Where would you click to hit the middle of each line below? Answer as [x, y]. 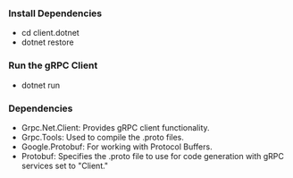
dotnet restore [47, 42]
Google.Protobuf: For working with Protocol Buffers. [117, 147]
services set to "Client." [65, 165]
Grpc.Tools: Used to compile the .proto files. [103, 137]
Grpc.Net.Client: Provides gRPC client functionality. [116, 127]
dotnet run [41, 85]
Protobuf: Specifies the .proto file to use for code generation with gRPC [153, 156]
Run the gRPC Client [53, 65]
